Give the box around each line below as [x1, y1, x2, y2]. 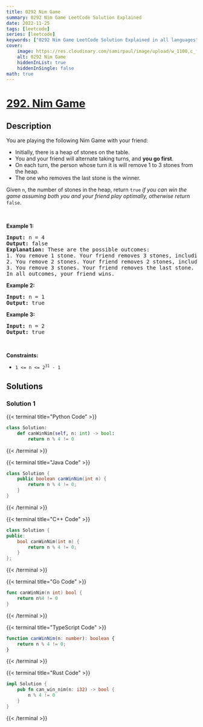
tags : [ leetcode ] [6, 25, 50, 32]
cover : [6, 43, 23, 49]
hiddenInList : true [17, 59, 66, 65]
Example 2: [6, 282, 35, 289]
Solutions [6, 381, 43, 391]
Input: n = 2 [6, 323, 45, 330]
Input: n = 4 [6, 234, 45, 241]
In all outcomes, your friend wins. [6, 271, 115, 277]
